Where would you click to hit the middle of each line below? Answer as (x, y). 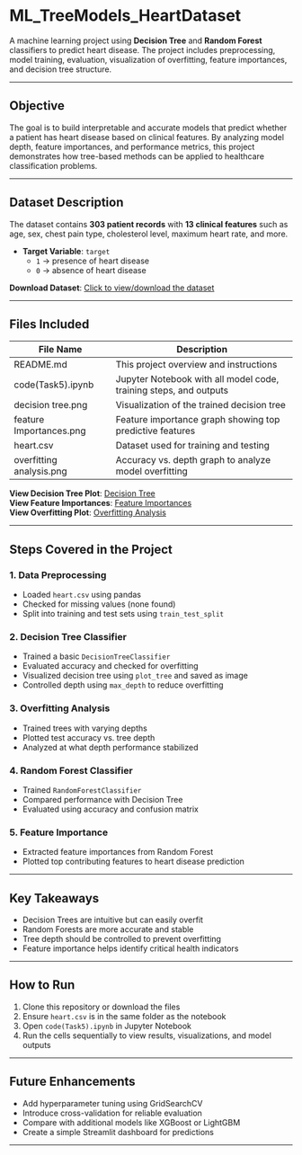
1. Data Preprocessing (58, 574)
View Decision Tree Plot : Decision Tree (82, 493)
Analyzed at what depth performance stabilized (110, 747)
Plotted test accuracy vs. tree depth (89, 737)
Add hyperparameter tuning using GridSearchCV (112, 1103)
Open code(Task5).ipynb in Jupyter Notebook (107, 1026)
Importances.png (50, 431)
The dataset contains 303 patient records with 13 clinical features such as (149, 224)
